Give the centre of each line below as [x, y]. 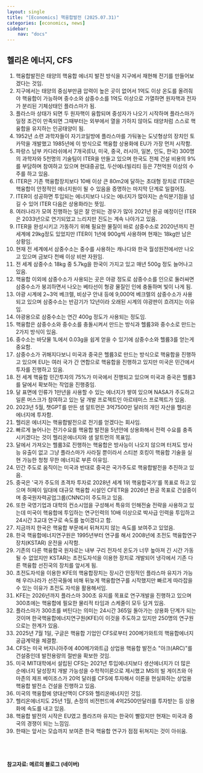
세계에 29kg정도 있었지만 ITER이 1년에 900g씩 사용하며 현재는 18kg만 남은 [103, 234]
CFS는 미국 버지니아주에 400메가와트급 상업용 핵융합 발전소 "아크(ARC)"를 [104, 648]
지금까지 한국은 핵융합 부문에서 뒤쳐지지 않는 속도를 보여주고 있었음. [95, 527]
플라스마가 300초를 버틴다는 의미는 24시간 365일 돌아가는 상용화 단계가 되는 [106, 610]
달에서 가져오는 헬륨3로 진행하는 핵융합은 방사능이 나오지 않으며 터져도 [98, 445]
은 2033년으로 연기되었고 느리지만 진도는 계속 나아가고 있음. [86, 219]
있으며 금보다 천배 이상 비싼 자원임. [63, 256]
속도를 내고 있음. [46, 708]
